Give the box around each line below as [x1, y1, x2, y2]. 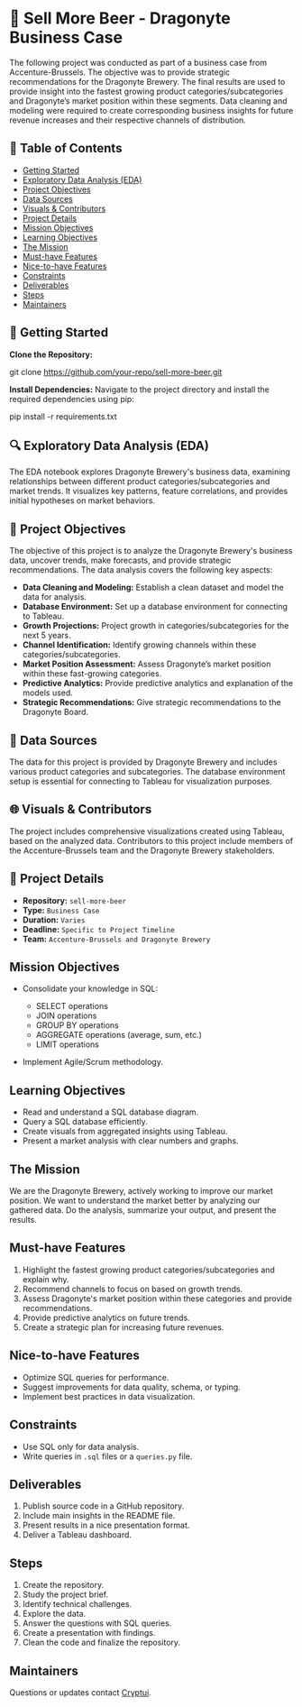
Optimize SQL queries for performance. [22, 1372, 169, 1382]
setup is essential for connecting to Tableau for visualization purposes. [9, 775, 272, 786]
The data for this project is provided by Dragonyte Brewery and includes [9, 757, 278, 767]
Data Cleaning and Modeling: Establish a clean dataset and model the [22, 582, 284, 593]
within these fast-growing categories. [22, 668, 162, 679]
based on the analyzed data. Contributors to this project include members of [9, 835, 294, 846]
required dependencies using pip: [9, 393, 135, 404]
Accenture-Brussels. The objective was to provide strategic [9, 67, 231, 78]
